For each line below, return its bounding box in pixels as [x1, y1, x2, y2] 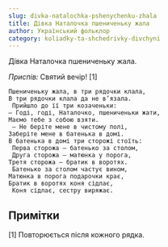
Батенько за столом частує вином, [11, 165, 128, 174]
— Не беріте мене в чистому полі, [11, 123, 128, 132]
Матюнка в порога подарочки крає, [8, 173, 125, 181]
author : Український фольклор [8, 27, 111, 35]
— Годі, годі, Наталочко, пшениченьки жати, [8, 109, 161, 117]
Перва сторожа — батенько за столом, [11, 144, 139, 153]
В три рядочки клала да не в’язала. [8, 94, 132, 103]
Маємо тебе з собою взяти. [8, 116, 99, 124]
